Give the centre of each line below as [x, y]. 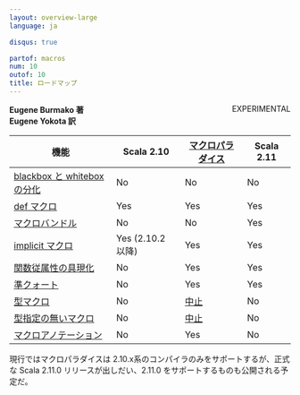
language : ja [33, 26]
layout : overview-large [54, 17]
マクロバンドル [46, 223]
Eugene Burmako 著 [47, 109]
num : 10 [24, 67]
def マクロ [36, 206]
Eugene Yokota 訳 [43, 121]
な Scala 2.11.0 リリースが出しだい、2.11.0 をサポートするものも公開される [145, 370]
